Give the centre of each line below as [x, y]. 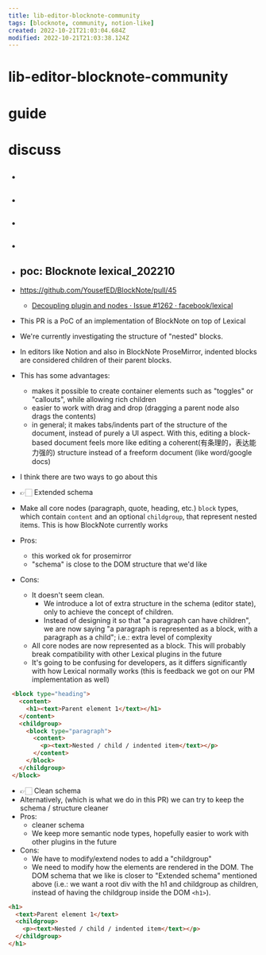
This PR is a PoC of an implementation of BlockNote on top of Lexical [133, 321]
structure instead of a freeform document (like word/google [154, 453]
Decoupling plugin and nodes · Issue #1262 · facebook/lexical [132, 306]
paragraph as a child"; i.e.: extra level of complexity [128, 637]
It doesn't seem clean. [68, 595]
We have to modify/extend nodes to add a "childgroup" [121, 858]
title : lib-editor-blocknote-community [74, 15]
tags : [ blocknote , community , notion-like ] [81, 23]
